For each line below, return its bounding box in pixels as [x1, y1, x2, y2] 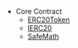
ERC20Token [27, 15, 70, 24]
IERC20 [27, 24, 53, 32]
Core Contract [15, 7, 62, 16]
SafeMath [27, 31, 59, 41]
